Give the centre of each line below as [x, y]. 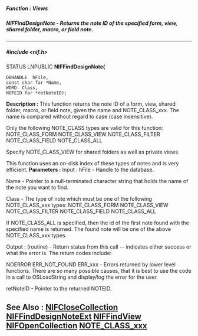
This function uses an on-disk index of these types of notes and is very [93, 164]
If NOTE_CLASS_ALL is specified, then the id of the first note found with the [98, 223]
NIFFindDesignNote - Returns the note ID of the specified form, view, [92, 23]
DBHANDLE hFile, [27, 78]
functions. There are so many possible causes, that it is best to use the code [99, 271]
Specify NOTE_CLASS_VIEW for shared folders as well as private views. [93, 152]
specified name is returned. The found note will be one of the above [89, 229]
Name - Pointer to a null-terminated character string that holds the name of [97, 181]
